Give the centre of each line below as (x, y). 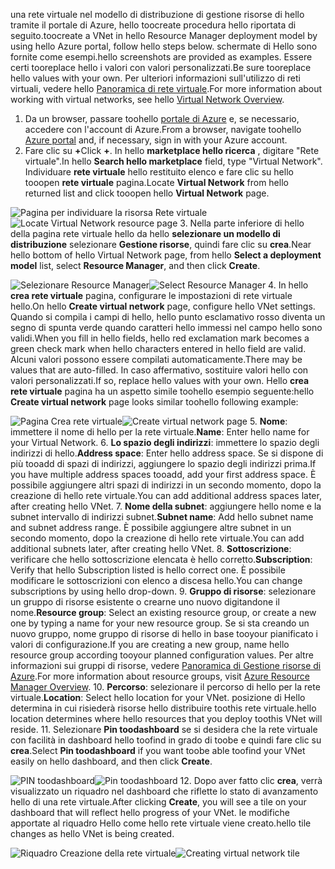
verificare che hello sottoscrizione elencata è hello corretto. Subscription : (161, 559)
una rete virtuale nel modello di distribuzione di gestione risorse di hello (157, 14)
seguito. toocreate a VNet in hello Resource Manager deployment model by (164, 35)
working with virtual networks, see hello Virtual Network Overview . (147, 99)
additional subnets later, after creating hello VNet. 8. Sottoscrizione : (151, 548)
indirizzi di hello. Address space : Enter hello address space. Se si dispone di (167, 453)
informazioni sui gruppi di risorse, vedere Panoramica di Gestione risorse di (166, 665)
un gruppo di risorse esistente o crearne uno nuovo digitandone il (145, 602)
